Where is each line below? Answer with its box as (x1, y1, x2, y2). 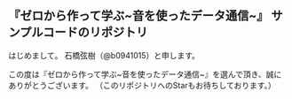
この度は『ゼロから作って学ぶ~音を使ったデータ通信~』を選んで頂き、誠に (8, 69, 282, 80)
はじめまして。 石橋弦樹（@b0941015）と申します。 (8, 49, 201, 60)
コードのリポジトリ (42, 25, 148, 40)
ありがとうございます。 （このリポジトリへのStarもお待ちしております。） (8, 80, 277, 90)
